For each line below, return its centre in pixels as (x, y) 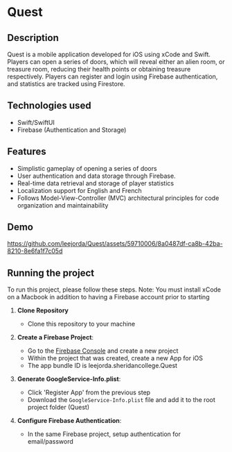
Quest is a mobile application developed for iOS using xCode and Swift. (109, 54)
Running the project (51, 273)
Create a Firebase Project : (55, 337)
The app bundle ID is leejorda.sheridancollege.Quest (102, 366)
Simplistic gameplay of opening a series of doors (87, 168)
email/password (51, 442)
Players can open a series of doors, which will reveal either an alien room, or (116, 62)
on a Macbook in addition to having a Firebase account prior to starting (108, 297)
